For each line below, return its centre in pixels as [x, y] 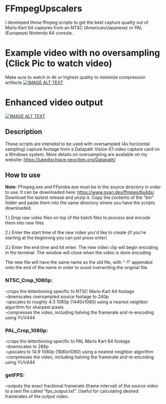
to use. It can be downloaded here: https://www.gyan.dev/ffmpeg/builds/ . [80, 192]
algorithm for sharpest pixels [34, 307]
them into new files [25, 223]
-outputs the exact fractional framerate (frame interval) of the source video [82, 386]
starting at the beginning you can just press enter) [56, 238]
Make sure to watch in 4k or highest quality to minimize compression [75, 77]
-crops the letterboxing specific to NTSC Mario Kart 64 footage [70, 291]
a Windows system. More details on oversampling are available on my [76, 154]
